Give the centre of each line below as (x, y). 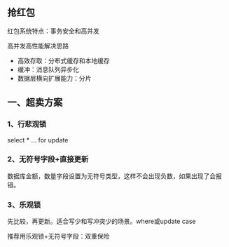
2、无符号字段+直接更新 (48, 159)
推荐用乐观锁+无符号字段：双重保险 (58, 236)
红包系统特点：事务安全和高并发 (53, 31)
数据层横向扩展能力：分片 (54, 78)
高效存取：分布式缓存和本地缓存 (63, 60)
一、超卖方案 (35, 103)
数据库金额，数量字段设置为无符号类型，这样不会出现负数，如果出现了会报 (114, 176)
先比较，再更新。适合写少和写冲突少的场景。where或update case (102, 221)
